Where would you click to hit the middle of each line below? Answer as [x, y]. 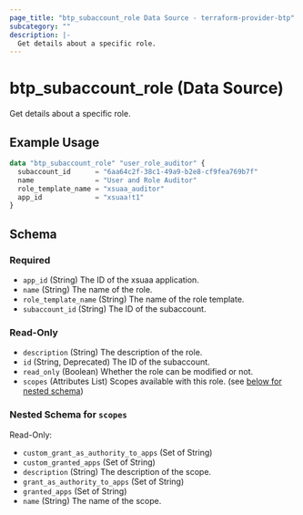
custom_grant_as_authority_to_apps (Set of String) [117, 452]
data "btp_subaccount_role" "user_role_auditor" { [107, 163]
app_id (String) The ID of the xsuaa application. [111, 280]
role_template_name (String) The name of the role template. [133, 299]
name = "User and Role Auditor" [107, 180]
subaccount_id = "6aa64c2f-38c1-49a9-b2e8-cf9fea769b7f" [138, 171]
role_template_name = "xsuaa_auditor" [91, 189]
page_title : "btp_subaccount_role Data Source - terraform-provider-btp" [152, 18]
